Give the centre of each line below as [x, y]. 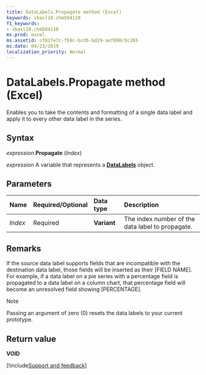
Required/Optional [60, 205]
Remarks [24, 248]
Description [142, 205]
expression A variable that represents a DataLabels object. [81, 165]
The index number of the [159, 219]
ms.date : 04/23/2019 [33, 47]
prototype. [20, 320]
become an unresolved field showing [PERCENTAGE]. [74, 289]
